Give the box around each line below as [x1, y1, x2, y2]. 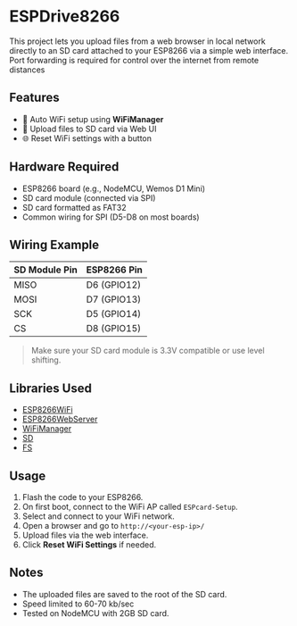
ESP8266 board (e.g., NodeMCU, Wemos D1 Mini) [21, 183, 206, 194]
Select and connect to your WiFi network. [21, 511, 176, 522]
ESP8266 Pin [86, 263, 143, 276]
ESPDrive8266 [9, 6, 120, 27]
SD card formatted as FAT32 [21, 202, 127, 213]
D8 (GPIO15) [86, 322, 142, 335]
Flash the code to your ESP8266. [21, 492, 144, 502]
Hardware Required [9, 159, 120, 175]
